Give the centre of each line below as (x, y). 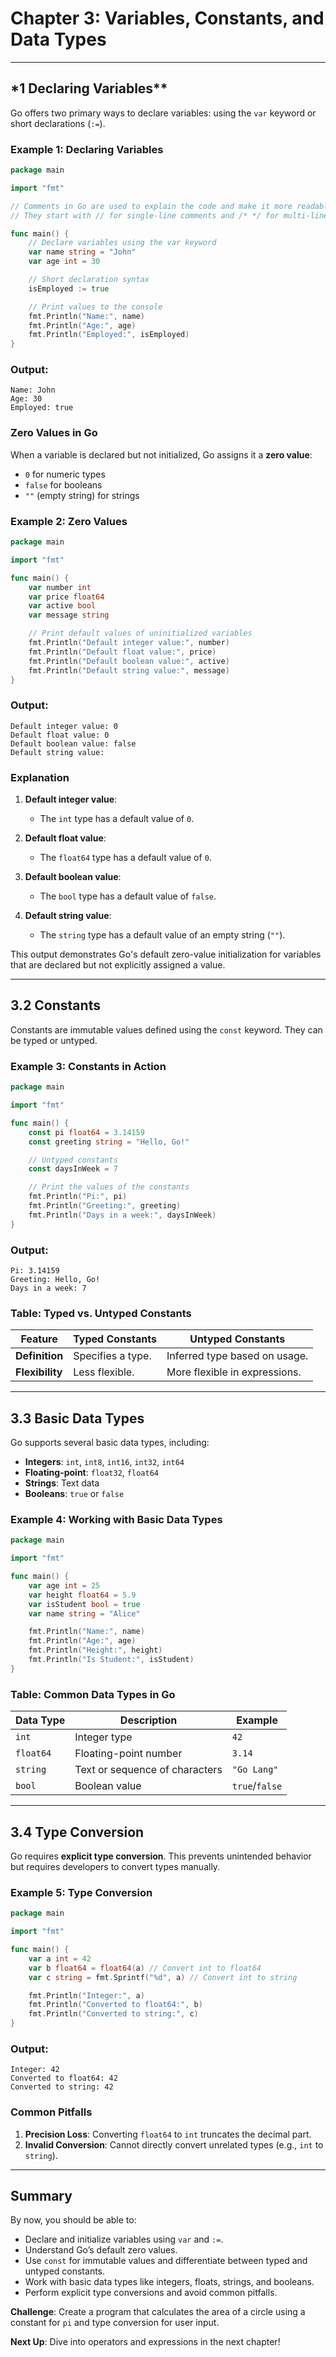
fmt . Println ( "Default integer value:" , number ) (129, 643)
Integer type (103, 1737)
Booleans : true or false (74, 1494)
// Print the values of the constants (109, 1187)
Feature (39, 1339)
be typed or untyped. (54, 1040)
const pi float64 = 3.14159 (86, 1132)
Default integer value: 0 (64, 726)
